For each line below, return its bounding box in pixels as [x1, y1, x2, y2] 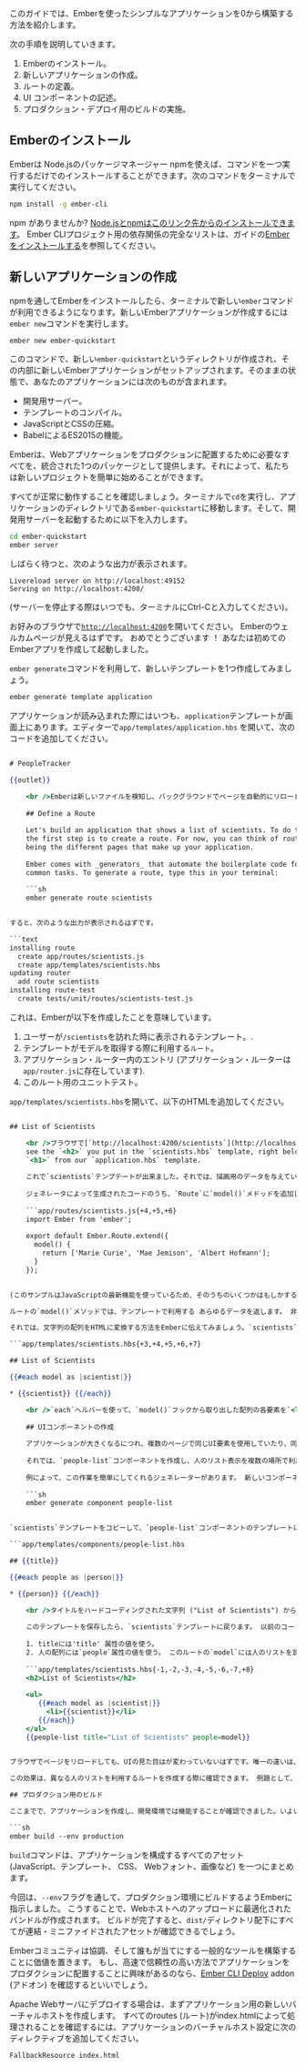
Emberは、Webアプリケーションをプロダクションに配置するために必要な [9, 449, 282, 460]
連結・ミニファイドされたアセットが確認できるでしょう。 [25, 1925, 240, 1937]
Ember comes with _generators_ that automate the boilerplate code [25, 860, 287, 869]
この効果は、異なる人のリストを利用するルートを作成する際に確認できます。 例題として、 [9, 1774, 298, 1783]
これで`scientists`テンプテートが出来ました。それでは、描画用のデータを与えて [25, 1173, 291, 1182]
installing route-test [9, 986, 96, 995]
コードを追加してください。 [9, 733, 114, 744]
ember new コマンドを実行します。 [9, 318, 134, 329]
